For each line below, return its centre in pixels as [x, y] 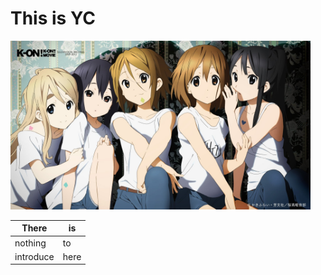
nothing [30, 243]
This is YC [53, 18]
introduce [34, 256]
